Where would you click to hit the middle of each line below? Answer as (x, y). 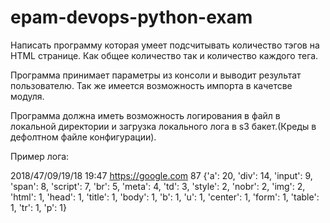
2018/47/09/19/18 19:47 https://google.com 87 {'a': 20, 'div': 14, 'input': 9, (161, 175)
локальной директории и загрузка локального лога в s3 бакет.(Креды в (163, 126)
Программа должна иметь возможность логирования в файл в (145, 115)
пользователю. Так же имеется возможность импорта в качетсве (151, 85)
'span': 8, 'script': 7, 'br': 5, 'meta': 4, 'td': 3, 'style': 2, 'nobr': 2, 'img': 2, (158, 186)
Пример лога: (40, 156)
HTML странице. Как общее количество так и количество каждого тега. (164, 55)
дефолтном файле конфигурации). (83, 137)
